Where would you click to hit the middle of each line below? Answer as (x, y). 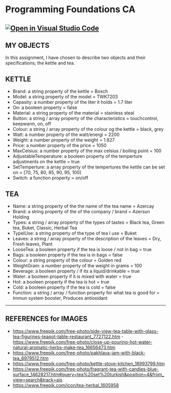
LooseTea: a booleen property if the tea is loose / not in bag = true (82, 249)
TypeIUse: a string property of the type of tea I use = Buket (75, 233)
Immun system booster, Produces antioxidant (60, 298)
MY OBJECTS (27, 45)
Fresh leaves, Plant (32, 244)
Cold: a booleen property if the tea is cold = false (64, 287)
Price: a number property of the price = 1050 (60, 146)
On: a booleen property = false (45, 107)
